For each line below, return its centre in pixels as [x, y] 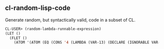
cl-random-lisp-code [38, 8]
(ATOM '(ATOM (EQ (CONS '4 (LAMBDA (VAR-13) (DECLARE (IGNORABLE [82, 43]
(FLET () [18, 38]
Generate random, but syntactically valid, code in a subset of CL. [70, 20]
